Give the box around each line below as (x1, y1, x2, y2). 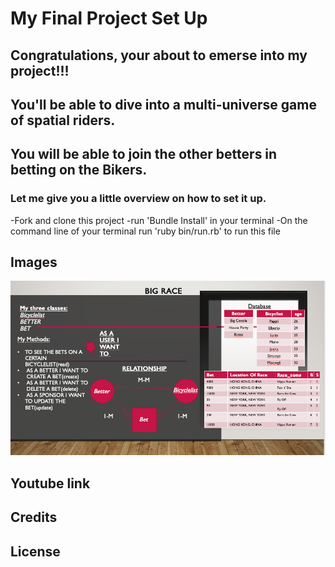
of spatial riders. (10, 112, 116, 129)
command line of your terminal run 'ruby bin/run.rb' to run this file (10, 225, 281, 237)
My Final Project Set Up (10, 7, 208, 30)
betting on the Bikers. (10, 162, 148, 179)
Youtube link (10, 475, 91, 492)
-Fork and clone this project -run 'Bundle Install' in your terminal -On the (10, 214, 308, 226)
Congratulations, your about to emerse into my (10, 47, 308, 64)
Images (10, 254, 58, 271)
